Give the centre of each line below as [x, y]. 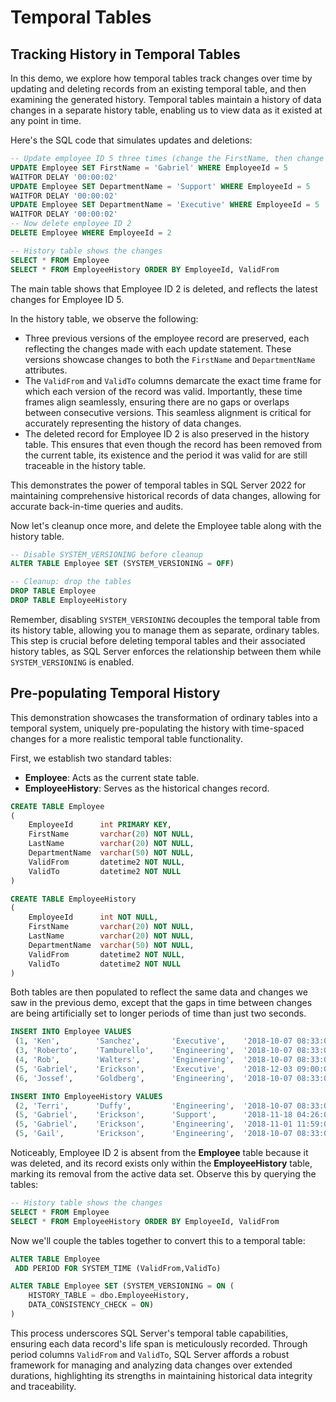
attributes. [46, 370]
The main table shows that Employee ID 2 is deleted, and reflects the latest [164, 288]
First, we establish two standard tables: [91, 758]
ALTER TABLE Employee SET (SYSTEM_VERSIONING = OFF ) [122, 564]
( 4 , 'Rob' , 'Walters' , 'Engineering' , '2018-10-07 [153, 1060]
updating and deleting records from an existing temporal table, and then [158, 89]
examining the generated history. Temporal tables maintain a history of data [166, 99]
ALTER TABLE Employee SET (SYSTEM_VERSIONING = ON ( [122, 1286]
